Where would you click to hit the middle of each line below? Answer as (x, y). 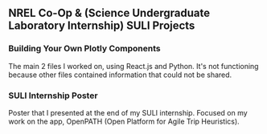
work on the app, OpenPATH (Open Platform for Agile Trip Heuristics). (124, 121)
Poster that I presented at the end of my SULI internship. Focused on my (128, 112)
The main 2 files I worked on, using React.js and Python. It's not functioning (133, 66)
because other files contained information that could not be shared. (120, 75)
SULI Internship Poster (53, 95)
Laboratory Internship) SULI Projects (102, 26)
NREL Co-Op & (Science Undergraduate (109, 13)
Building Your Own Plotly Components (84, 49)
